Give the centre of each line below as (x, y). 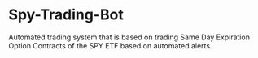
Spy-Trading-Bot (66, 15)
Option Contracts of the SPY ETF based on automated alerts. (110, 45)
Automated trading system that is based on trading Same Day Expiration (129, 37)
